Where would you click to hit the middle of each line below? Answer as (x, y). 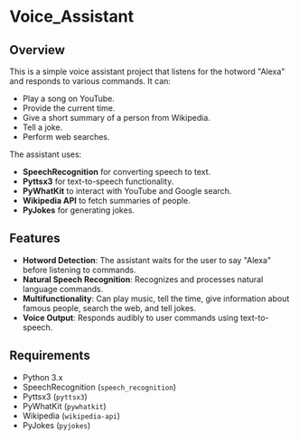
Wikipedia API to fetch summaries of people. (107, 201)
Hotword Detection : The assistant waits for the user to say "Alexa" (147, 260)
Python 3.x (42, 377)
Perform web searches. (66, 137)
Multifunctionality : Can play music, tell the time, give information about (156, 298)
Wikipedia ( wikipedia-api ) (71, 416)
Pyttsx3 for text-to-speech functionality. (98, 181)
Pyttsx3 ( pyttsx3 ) (55, 396)
